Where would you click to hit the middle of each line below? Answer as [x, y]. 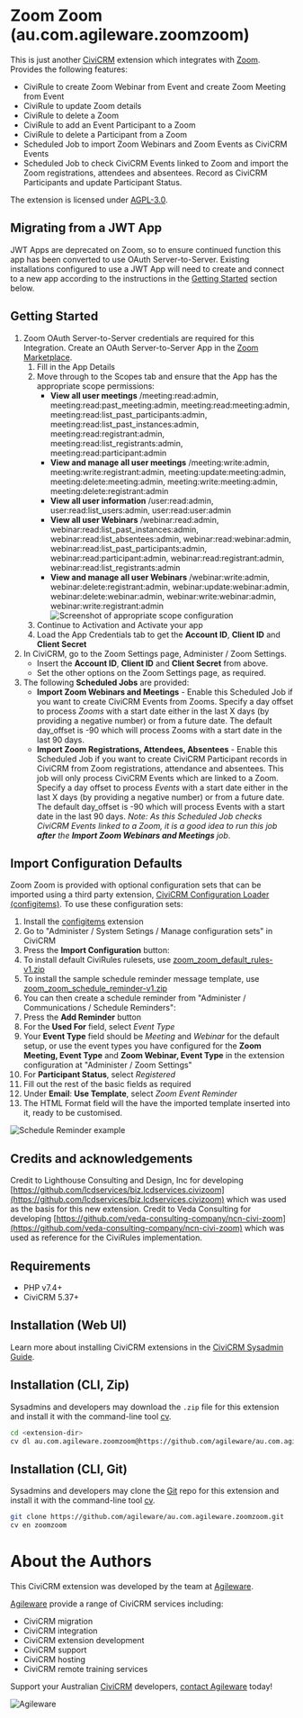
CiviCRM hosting [54, 1659]
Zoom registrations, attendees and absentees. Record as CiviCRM [145, 173]
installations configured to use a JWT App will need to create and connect [147, 269]
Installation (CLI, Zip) [70, 1385]
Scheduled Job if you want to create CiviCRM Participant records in [162, 759]
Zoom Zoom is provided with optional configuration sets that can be [136, 885]
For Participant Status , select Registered [99, 1075]
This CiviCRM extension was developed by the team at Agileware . [132, 1586]
